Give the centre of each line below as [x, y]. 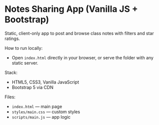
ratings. [12, 39]
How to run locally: [24, 48]
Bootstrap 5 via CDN [32, 87]
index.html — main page [37, 106]
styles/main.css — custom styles [46, 112]
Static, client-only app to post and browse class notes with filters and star [79, 33]
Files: [10, 97]
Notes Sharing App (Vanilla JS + [71, 9]
